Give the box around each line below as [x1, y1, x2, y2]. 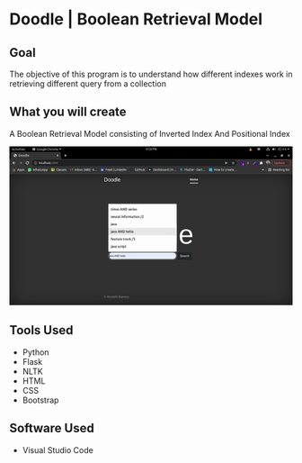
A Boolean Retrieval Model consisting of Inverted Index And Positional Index [9, 128, 290, 139]
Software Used [9, 421, 94, 436]
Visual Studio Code [22, 444, 94, 455]
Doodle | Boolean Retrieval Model [9, 9, 263, 30]
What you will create [9, 104, 128, 120]
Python [22, 347, 49, 358]
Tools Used [9, 322, 74, 338]
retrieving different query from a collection [9, 78, 166, 89]
